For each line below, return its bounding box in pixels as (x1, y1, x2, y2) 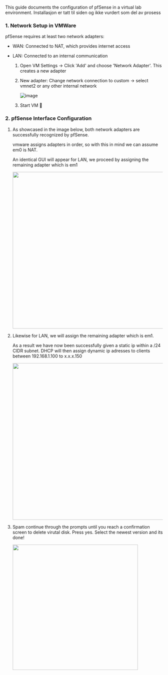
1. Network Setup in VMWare (5, 22, 76, 29)
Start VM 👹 (19, 102, 42, 108)
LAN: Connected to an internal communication (12, 53, 108, 59)
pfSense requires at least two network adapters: (5, 34, 104, 40)
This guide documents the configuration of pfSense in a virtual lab (5, 5, 141, 10)
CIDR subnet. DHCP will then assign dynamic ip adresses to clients (12, 348, 150, 354)
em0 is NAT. (12, 146, 38, 152)
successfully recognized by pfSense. (12, 131, 89, 137)
